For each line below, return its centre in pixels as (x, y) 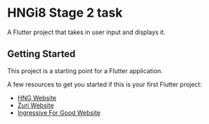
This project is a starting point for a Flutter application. (85, 70)
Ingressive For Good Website (59, 112)
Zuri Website (36, 105)
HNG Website (37, 98)
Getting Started (41, 54)
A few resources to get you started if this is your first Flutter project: (104, 84)
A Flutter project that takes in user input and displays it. (86, 32)
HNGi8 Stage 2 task (65, 13)
